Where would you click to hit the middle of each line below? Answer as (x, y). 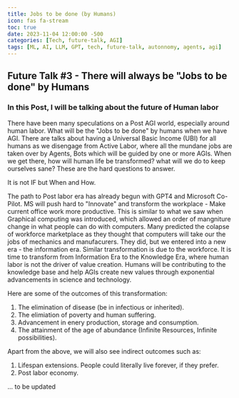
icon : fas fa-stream (38, 21)
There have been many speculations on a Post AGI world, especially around (118, 123)
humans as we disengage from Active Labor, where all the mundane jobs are (120, 146)
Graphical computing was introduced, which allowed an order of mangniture (119, 219)
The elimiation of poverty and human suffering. (87, 315)
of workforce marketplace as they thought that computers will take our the (117, 234)
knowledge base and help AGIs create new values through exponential (111, 272)
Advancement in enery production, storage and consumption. (108, 322)
